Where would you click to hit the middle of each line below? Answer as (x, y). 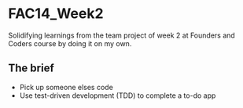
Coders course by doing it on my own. (70, 43)
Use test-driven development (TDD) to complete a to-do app (118, 95)
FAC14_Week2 (56, 14)
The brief (31, 68)
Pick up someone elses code (66, 87)
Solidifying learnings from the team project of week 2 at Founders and (122, 35)
